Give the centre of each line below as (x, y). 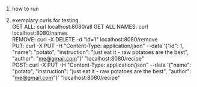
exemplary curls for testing (45, 20)
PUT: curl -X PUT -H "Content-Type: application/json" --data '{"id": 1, (98, 46)
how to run (25, 9)
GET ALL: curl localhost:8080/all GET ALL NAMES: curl (80, 27)
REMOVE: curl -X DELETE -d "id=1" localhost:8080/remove (85, 39)
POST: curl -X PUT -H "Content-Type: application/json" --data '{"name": (102, 65)
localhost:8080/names (40, 33)
